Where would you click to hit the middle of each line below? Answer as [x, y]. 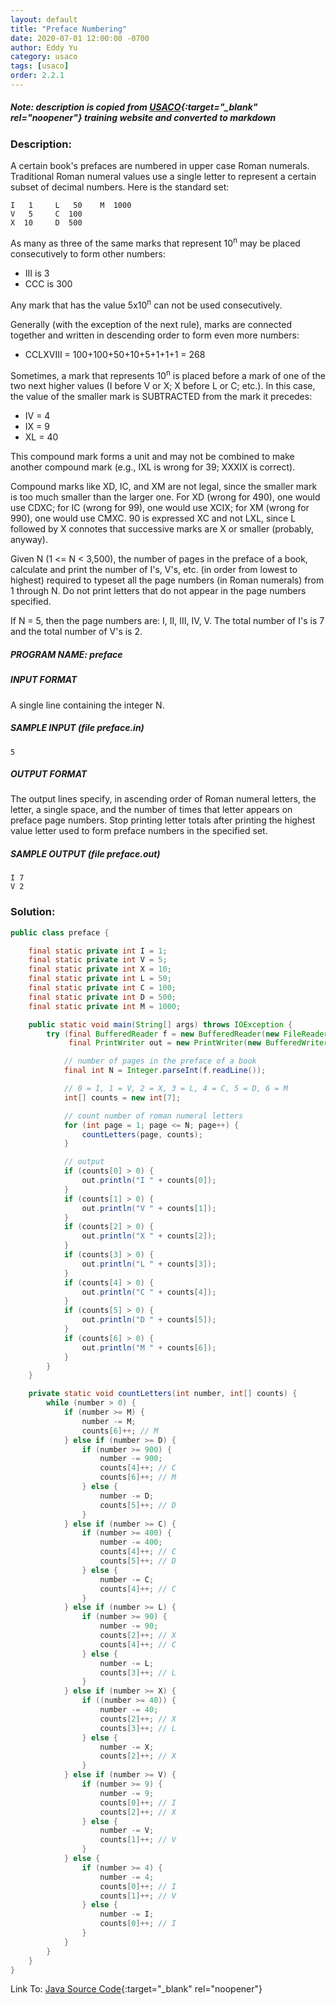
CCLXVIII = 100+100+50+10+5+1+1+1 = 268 [115, 354]
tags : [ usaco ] [40, 66]
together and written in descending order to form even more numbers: [155, 335]
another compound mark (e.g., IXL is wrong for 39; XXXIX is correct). [153, 467]
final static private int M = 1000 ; [105, 1006]
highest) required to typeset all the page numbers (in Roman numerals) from [167, 580]
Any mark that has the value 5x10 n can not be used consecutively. [146, 304]
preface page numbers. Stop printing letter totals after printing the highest [163, 820]
